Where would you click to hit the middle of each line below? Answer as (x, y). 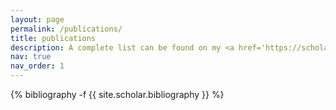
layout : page (37, 19)
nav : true (31, 57)
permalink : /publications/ (66, 29)
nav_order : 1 (37, 66)
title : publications (53, 38)
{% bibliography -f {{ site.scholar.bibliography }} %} (117, 94)
